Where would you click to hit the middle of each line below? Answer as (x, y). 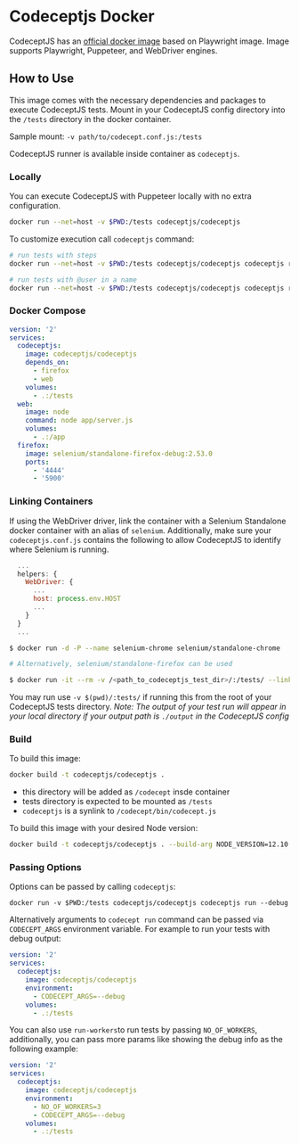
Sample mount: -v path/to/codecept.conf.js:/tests (106, 136)
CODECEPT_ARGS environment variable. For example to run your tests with (140, 929)
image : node (47, 412)
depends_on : (47, 363)
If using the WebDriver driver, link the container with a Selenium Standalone (148, 521)
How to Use (42, 79)
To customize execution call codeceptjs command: (102, 239)
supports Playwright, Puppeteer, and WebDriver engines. (113, 50)
